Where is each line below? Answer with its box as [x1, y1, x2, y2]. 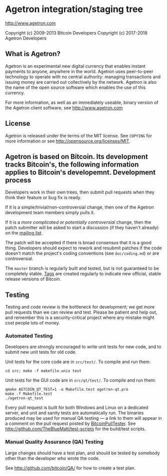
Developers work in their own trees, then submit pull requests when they [5, 189, 155, 195]
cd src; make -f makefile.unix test [5, 369, 81, 374]
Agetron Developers [5, 35, 46, 41]
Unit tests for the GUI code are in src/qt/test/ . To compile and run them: [5, 377, 156, 383]
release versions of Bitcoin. [5, 276, 61, 282]
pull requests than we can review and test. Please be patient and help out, [5, 309, 157, 315]
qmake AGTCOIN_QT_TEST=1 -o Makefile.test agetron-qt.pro [5, 387, 128, 392]
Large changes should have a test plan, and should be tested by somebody [5, 450, 160, 456]
